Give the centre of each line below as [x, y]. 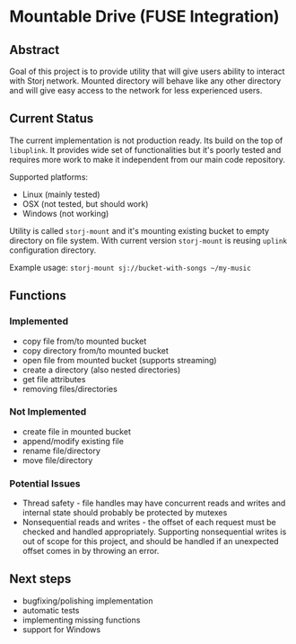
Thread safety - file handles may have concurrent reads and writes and [154, 503]
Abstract [35, 50]
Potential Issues [45, 483]
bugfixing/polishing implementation [87, 601]
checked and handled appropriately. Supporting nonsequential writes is [154, 532]
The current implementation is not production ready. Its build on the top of [146, 140]
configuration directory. [53, 250]
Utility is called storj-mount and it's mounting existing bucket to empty [139, 230]
